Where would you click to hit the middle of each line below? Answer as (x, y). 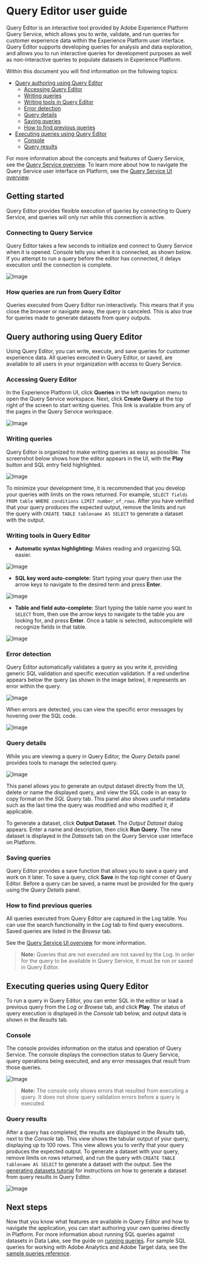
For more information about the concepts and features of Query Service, (95, 158)
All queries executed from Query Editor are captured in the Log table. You (97, 918)
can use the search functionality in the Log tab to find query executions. (95, 925)
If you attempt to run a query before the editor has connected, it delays (94, 259)
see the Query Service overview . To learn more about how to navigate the (97, 164)
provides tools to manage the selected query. (62, 762)
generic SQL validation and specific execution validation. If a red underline (98, 674)
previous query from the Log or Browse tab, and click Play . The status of (96, 1007)
